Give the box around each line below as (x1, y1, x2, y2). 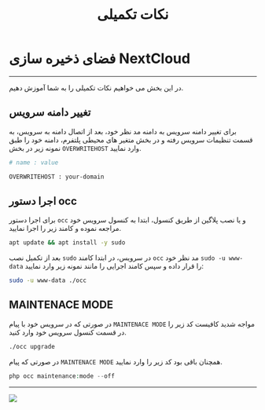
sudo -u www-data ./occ (9, 276, 87, 284)
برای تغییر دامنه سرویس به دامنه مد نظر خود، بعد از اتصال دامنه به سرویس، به (9, 126, 237, 136)
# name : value (9, 159, 59, 167)
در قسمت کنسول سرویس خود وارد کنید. (9, 328, 127, 337)
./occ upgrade (9, 342, 56, 350)
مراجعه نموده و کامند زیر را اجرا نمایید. (9, 224, 122, 233)
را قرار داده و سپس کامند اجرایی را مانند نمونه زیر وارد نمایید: (24, 262, 204, 271)
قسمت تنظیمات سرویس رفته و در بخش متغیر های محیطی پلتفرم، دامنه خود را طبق (9, 135, 254, 145)
